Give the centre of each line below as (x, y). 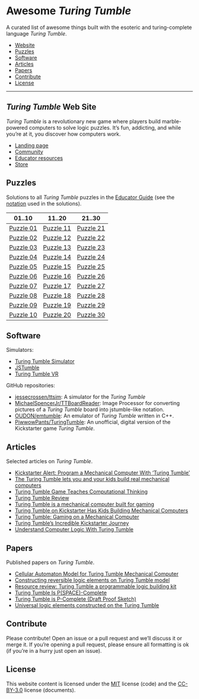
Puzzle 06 (23, 276)
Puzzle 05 (23, 267)
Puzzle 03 (23, 247)
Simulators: (20, 350)
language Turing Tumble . (36, 33)
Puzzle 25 (91, 267)
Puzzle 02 (23, 238)
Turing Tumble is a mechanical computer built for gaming (84, 504)
